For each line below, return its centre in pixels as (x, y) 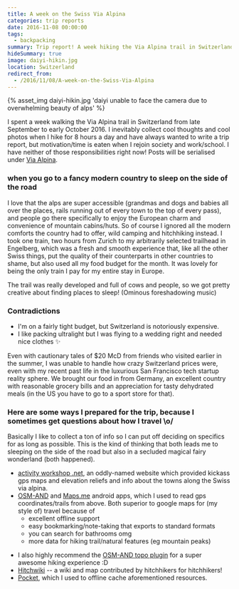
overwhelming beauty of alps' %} (56, 108)
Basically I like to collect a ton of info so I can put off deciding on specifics (116, 436)
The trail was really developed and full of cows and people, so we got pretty (119, 285)
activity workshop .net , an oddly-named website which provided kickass (124, 473)
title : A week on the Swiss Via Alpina (67, 14)
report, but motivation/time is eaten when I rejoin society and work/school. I (118, 145)
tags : (15, 34)
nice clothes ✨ (39, 341)
